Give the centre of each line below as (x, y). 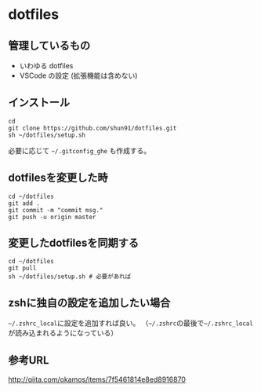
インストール (39, 103)
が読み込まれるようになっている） (63, 333)
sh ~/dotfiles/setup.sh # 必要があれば (70, 277)
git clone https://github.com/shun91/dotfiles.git (92, 128)
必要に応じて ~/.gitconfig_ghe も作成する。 (80, 150)
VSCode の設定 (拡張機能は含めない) (78, 75)
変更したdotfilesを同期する (74, 243)
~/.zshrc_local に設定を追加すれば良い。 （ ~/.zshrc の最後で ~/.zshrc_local (130, 323)
